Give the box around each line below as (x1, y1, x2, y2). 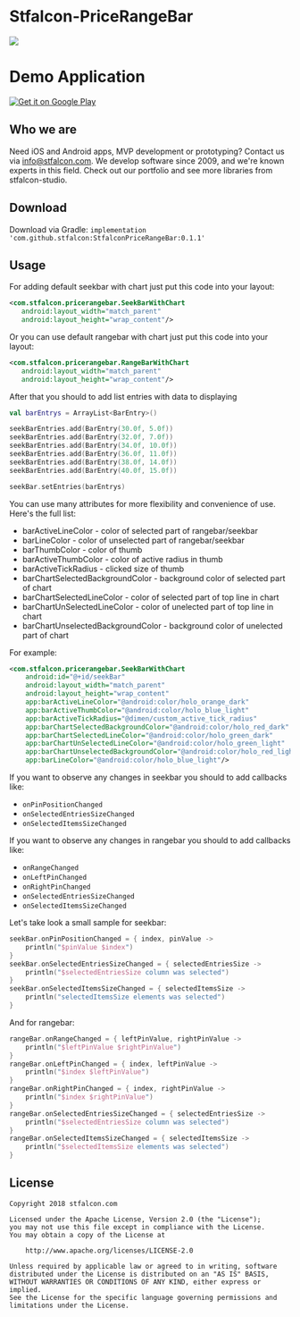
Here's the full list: (9, 508, 77, 519)
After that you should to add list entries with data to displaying (9, 391, 237, 401)
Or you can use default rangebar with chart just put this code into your (9, 331, 269, 342)
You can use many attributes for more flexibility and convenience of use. (9, 498, 277, 509)
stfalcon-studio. (9, 174, 68, 185)
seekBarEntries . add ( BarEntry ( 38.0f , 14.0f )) (9, 458, 178, 467)
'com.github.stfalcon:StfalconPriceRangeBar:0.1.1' (9, 233, 205, 242)
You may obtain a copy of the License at (9, 1230, 166, 1239)
